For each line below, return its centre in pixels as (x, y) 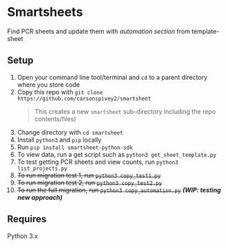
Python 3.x (23, 236)
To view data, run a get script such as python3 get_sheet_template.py (117, 154)
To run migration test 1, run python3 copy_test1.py (89, 175)
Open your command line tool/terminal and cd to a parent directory (112, 77)
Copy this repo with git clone (60, 92)
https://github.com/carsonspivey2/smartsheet (84, 99)
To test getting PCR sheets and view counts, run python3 (98, 162)
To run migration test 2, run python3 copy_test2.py (89, 182)
